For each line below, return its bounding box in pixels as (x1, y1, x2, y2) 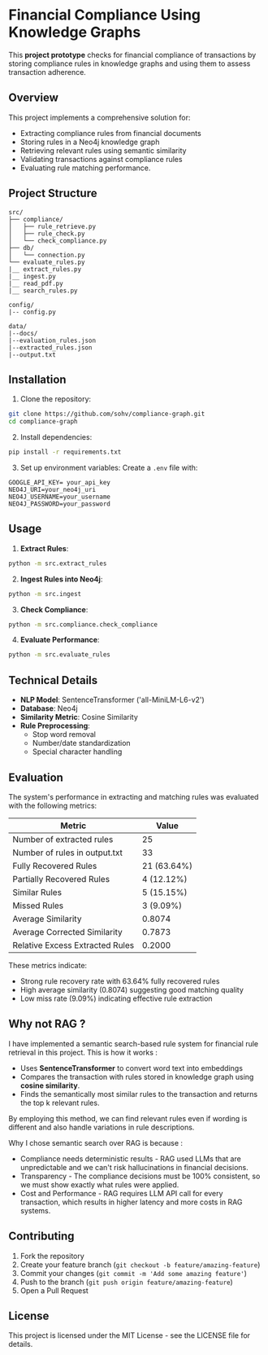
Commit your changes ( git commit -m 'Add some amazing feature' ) (19, 1268, 248, 1278)
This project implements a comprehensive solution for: (8, 112, 191, 122)
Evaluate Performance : (19, 635, 100, 645)
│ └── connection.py (8, 251, 85, 259)
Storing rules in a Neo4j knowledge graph (19, 137, 160, 147)
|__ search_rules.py (8, 287, 79, 295)
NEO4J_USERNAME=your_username (8, 493, 111, 501)
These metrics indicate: (8, 960, 88, 970)
